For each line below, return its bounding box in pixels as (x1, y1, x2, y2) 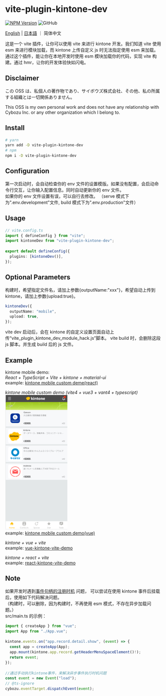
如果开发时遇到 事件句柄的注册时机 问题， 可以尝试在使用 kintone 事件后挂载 (5, 588, 161, 594)
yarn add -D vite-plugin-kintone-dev (5, 143, 83, 148)
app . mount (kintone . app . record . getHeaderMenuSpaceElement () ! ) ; (9, 650, 141, 655)
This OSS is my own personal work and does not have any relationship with (5, 104, 159, 110)
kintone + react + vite (5, 554, 49, 560)
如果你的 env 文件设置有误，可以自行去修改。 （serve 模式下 (5, 193, 129, 199)
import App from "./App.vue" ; (5, 628, 68, 634)
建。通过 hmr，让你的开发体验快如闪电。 (5, 59, 88, 65)
